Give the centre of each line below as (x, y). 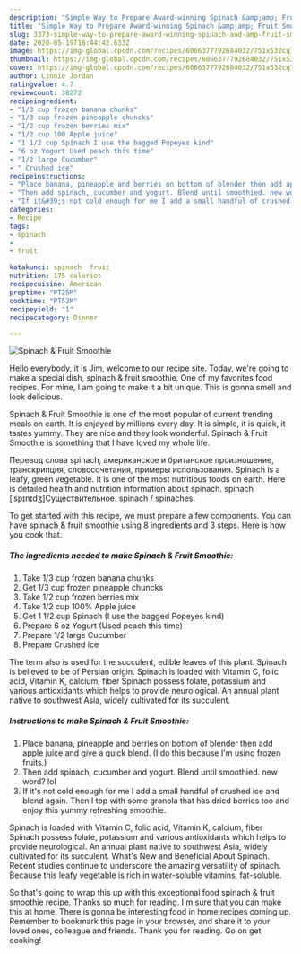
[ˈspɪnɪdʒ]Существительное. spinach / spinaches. (102, 498)
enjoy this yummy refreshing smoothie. (94, 810)
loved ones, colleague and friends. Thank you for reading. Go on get (135, 931)
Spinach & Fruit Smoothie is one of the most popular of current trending (141, 415)
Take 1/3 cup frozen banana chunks (88, 578)
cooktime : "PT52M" (43, 301)
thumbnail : (30, 59)
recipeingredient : (43, 101)
